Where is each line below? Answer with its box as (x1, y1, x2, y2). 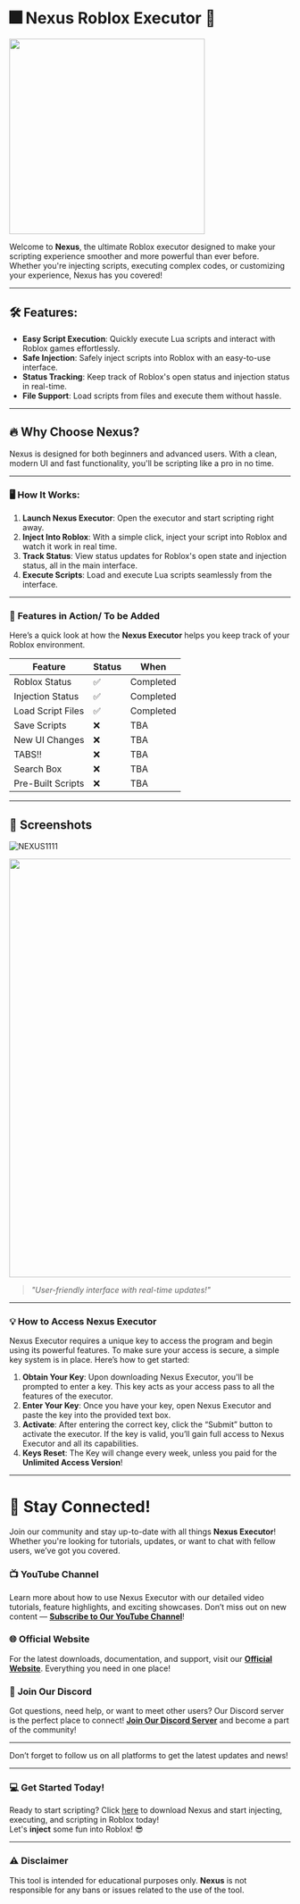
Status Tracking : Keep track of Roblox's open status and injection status (21, 371, 290, 382)
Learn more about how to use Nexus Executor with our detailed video (9, 1591, 265, 1602)
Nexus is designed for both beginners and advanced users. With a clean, (9, 448, 278, 459)
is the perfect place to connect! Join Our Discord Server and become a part (9, 1715, 289, 1726)
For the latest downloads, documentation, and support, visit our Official (9, 1653, 272, 1664)
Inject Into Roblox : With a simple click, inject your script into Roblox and (21, 531, 287, 542)
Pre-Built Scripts (13, 777, 85, 789)
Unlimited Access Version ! (21, 1457, 123, 1468)
